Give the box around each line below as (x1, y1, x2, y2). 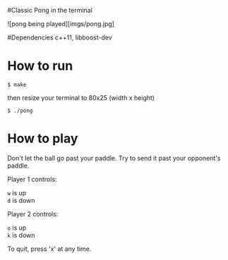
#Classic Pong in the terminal (7, 6, 93, 14)
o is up (7, 223, 27, 232)
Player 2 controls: (7, 209, 59, 218)
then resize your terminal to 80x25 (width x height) (7, 93, 155, 101)
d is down (7, 196, 35, 204)
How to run (7, 58, 73, 74)
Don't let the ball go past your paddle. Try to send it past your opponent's (7, 154, 221, 162)
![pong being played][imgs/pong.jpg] (7, 20, 115, 27)
